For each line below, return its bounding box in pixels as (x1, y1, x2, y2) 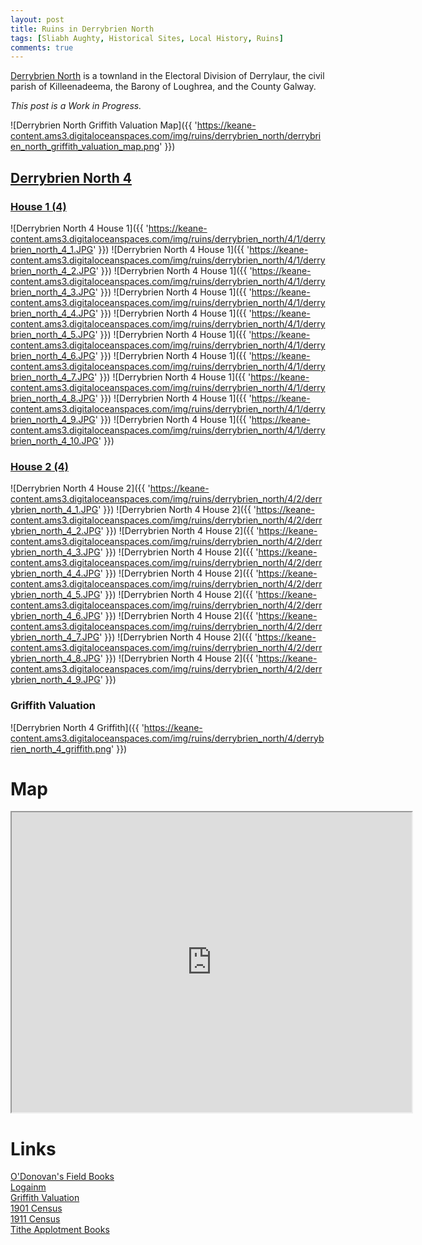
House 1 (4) (10, 199, 67, 213)
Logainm (10, 1181, 47, 1193)
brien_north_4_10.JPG (10, 434, 99, 446)
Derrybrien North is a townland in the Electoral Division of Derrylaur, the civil (10, 70, 325, 82)
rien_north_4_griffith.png (10, 742, 112, 755)
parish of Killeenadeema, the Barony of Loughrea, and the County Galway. (10, 81, 317, 93)
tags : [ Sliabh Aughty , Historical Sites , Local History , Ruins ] (10, 33, 284, 43)
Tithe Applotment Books (10, 1224, 110, 1236)
